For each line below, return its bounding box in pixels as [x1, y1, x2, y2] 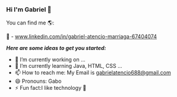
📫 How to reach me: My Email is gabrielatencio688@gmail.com [14, 69, 171, 76]
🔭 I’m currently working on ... [14, 56, 86, 63]
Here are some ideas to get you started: [6, 45, 106, 52]
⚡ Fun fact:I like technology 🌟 [14, 85, 87, 92]
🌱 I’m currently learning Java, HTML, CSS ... [14, 62, 123, 70]
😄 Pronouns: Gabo [14, 77, 62, 85]
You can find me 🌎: [6, 19, 55, 26]
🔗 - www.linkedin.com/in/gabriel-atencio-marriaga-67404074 [6, 33, 157, 40]
